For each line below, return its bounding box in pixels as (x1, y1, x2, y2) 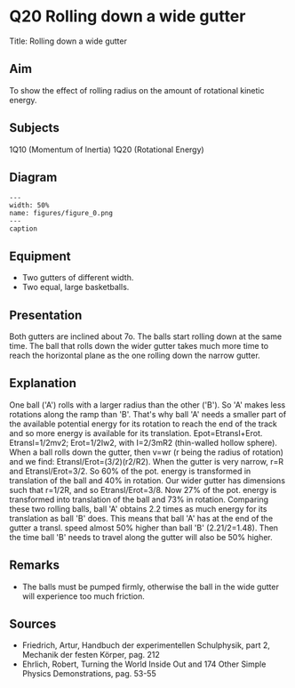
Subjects (9, 120, 60, 135)
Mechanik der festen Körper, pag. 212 (21, 650, 160, 660)
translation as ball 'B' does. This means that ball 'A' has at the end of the (9, 513, 274, 523)
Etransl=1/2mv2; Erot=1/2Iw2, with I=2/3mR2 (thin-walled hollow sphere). (9, 437, 278, 448)
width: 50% (9, 201, 50, 210)
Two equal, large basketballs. (21, 282, 130, 293)
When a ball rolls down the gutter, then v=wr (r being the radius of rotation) (9, 447, 284, 457)
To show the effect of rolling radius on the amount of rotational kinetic (9, 85, 265, 95)
